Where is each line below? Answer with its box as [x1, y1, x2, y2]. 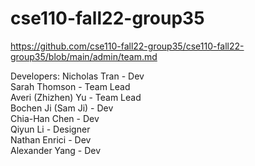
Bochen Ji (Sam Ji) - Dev [10, 102, 114, 114]
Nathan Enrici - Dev [10, 133, 92, 146]
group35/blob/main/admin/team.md [10, 50, 158, 62]
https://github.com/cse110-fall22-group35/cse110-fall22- [10, 40, 245, 52]
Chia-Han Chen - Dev [10, 112, 100, 124]
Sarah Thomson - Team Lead [10, 80, 131, 92]
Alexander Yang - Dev [10, 144, 102, 156]
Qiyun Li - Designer [10, 123, 91, 135]
